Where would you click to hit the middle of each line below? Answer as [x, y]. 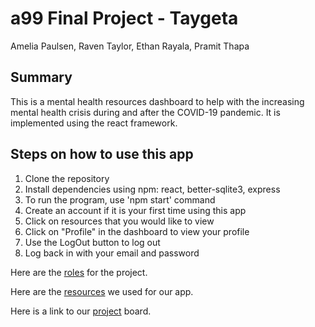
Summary [41, 77]
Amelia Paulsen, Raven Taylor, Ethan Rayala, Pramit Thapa [130, 46]
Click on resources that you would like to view [119, 221]
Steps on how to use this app [102, 154]
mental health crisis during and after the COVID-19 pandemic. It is [145, 112]
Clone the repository [67, 178]
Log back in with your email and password [112, 253]
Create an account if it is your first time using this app [135, 210]
